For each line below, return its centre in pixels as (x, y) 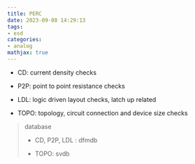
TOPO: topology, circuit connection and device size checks (102, 113)
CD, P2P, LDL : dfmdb (66, 140)
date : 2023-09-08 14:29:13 (46, 20)
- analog (20, 46)
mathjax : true (28, 53)
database (38, 126)
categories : (24, 40)
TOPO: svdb (52, 154)
